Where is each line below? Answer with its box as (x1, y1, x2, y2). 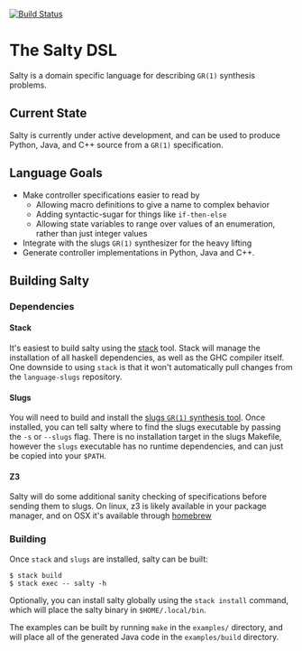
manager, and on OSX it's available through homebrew (9, 510, 212, 521)
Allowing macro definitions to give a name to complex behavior (35, 199, 270, 209)
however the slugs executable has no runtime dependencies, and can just (9, 441, 284, 451)
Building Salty (9, 273, 90, 288)
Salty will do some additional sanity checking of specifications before (9, 491, 268, 502)
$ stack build (9, 571, 63, 580)
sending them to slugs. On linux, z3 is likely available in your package (9, 501, 268, 512)
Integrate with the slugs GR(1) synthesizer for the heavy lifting (22, 237, 252, 248)
